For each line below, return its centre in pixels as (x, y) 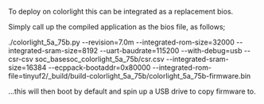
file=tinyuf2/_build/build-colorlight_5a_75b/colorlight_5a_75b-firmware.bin (130, 76)
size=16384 (27, 67)
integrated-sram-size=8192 (53, 50)
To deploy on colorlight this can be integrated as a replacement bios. (121, 12)
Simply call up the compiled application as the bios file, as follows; (117, 27)
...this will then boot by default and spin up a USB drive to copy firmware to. (132, 91)
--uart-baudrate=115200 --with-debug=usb (171, 50)
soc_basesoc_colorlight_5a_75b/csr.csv (99, 59)
